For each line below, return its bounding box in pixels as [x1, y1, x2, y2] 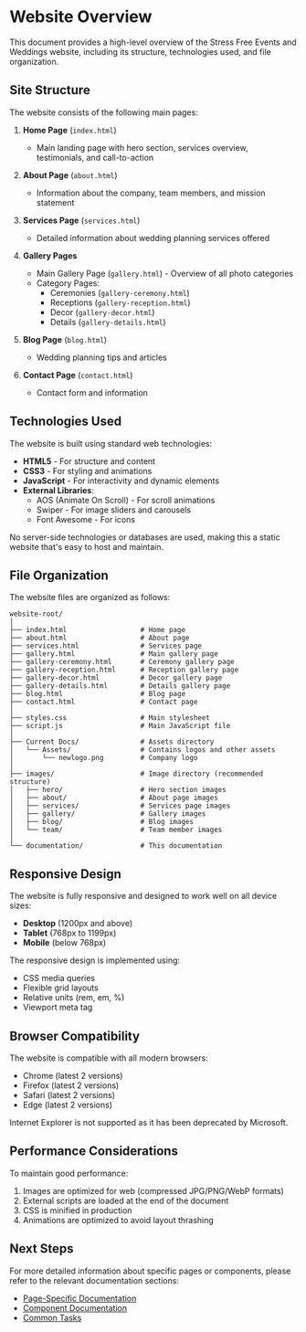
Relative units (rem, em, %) [22, 992, 125, 1003]
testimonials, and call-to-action [36, 152, 154, 163]
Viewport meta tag [22, 1002, 93, 1013]
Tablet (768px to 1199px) [22, 927, 117, 938]
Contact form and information [36, 386, 149, 398]
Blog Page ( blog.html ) [22, 333, 108, 344]
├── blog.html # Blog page [9, 690, 185, 699]
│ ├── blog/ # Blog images [9, 818, 195, 827]
